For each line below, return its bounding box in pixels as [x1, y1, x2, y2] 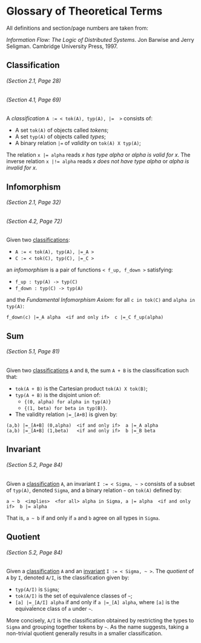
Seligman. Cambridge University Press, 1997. [6, 43, 118, 50]
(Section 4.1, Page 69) [6, 96, 62, 103]
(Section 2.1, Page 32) [6, 199, 62, 206]
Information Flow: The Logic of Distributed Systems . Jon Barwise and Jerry [6, 36, 195, 43]
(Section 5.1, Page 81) [6, 348, 60, 355]
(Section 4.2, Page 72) [6, 217, 62, 225]
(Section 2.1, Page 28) [6, 77, 62, 84]
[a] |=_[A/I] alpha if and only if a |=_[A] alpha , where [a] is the [15, 599, 180, 606]
